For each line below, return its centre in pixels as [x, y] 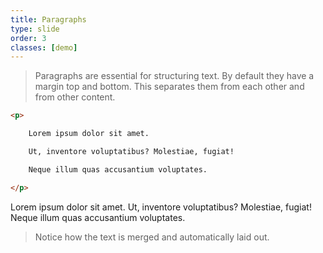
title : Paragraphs [48, 19]
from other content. [75, 97]
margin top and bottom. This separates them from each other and [169, 87]
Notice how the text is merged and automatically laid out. [152, 237]
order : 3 [28, 38]
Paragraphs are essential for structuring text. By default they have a [174, 76]
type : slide [35, 29]
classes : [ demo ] [44, 47]
